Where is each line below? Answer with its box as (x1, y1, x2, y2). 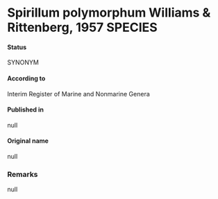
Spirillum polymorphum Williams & (7, 5, 211, 21)
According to (7, 74, 46, 83)
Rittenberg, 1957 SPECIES (7, 19, 158, 35)
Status (7, 43, 27, 51)
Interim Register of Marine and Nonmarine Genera (7, 89, 151, 98)
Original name (7, 137, 49, 145)
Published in (7, 105, 44, 114)
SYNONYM (7, 58, 40, 67)
